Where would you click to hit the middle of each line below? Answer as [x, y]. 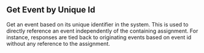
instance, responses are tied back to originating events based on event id [99, 37]
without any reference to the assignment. [58, 43]
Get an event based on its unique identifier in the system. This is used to [97, 24]
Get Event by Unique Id [51, 10]
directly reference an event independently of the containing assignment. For [102, 31]
